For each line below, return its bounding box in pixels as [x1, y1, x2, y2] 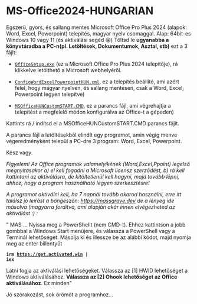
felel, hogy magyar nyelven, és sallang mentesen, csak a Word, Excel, [14, 84, 184, 91]
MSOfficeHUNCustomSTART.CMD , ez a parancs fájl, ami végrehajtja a [14, 102, 171, 109]
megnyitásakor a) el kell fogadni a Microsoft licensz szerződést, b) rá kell [6, 167, 185, 174]
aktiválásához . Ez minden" [6, 279, 73, 286]
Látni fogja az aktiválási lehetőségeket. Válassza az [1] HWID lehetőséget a [6, 267, 188, 274]
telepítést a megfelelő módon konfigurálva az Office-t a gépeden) [14, 108, 174, 115]
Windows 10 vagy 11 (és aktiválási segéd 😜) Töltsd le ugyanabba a [6, 36, 169, 43]
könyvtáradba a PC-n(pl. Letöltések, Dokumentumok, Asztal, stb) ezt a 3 [6, 43, 188, 50]
